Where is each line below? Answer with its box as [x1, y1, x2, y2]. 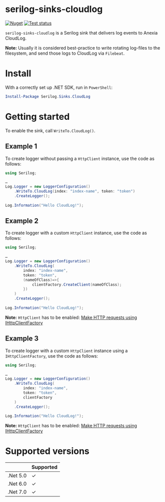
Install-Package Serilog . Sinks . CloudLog [5, 94, 91, 99]
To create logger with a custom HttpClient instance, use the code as [5, 230, 147, 236]
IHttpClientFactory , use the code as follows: [5, 353, 98, 359]
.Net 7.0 [7, 488, 27, 495]
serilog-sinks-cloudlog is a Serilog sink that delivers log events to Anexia [5, 30, 158, 36]
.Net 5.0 [7, 472, 27, 479]
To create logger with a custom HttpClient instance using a [5, 348, 128, 354]
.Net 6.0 [7, 480, 27, 487]
